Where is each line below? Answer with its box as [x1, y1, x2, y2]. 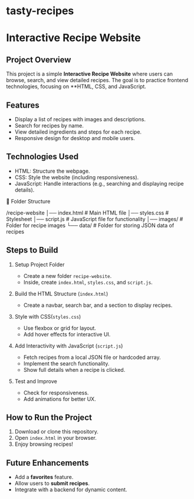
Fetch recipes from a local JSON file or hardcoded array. [23, 354, 161, 361]
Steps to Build [6, 245, 58, 255]
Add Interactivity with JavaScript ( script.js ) [14, 342, 123, 349]
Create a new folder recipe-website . [23, 272, 112, 279]
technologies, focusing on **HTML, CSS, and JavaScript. [6, 83, 146, 90]
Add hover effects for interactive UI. [23, 330, 111, 338]
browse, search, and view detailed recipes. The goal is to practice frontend [6, 77, 189, 84]
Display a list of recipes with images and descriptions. [14, 116, 146, 122]
